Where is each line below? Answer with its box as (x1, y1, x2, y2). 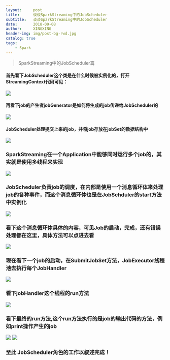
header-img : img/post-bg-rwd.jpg (6, 31, 77, 36)
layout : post (6, 7, 43, 13)
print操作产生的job (11, 322, 57, 329)
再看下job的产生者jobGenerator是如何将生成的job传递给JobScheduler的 (6, 102, 158, 108)
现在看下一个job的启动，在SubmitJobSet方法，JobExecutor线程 (6, 257, 165, 264)
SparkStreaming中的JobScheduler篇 (18, 59, 95, 66)
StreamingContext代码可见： (6, 79, 68, 85)
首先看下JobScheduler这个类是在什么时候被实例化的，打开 (6, 72, 130, 79)
